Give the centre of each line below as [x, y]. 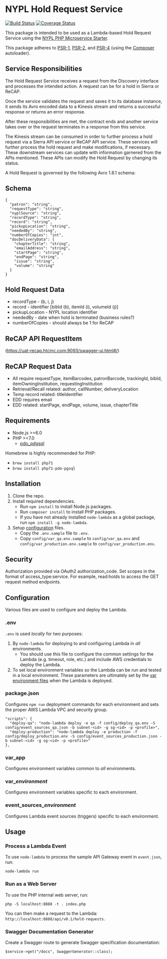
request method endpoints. [33, 582]
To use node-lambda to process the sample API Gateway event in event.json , [83, 857]
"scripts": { [19, 718]
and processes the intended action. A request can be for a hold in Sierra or [82, 86]
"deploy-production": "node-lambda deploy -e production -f [73, 732]
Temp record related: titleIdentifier [48, 394]
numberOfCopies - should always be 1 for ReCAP [63, 323]
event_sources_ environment [40, 805]
